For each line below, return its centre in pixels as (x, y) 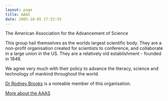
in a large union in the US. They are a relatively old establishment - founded (83, 53)
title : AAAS (18, 14)
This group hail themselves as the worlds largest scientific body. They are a (83, 43)
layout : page (19, 10)
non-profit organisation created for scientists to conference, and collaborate (84, 48)
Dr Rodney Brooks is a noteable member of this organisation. (68, 83)
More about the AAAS (28, 93)
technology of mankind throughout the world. (52, 74)
